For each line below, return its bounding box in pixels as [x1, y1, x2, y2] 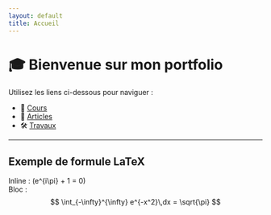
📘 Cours [19, 103, 48, 113]
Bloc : [8, 184, 27, 194]
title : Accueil [8, 19, 60, 27]
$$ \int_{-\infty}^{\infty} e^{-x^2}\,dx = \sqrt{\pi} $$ [49, 197, 222, 207]
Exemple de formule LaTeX [8, 155, 145, 168]
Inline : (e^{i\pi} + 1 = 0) [8, 176, 86, 186]
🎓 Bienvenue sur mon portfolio [8, 56, 223, 73]
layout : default [8, 11, 63, 20]
